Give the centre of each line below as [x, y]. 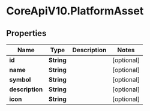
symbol [20, 79]
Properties [26, 33]
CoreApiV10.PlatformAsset [75, 11]
